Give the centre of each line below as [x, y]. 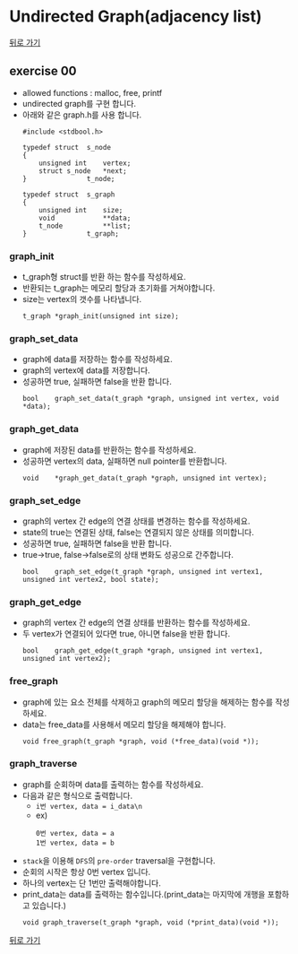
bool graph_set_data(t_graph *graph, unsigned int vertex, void [150, 399]
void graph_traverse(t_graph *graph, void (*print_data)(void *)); [150, 922]
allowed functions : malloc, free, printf [92, 92]
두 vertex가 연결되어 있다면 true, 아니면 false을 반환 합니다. [126, 634]
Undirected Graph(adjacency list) [136, 17]
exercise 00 [43, 71]
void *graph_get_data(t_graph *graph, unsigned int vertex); [145, 478]
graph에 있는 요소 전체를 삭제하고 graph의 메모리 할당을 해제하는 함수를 [148, 702]
